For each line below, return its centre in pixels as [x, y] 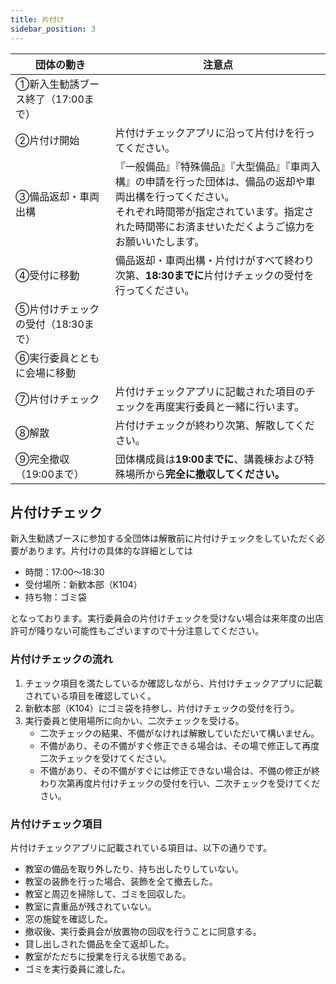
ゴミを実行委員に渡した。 [77, 968]
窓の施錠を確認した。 [68, 918]
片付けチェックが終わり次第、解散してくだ [214, 425]
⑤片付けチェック [57, 309]
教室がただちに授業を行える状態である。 [108, 956]
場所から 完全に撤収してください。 [204, 474]
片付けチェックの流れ [61, 659]
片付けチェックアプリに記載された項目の [210, 391]
